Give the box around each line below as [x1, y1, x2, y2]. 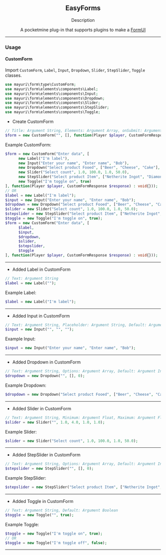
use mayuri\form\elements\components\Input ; [5, 91, 98, 96]
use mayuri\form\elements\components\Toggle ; [5, 110, 100, 115]
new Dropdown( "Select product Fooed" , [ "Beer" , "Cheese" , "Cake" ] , [18, 165, 161, 170]
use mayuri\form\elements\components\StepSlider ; [5, 105, 110, 110]
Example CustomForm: [5, 141, 52, 148]
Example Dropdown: [5, 382, 46, 388]
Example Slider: [5, 429, 37, 434]
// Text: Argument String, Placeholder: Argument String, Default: [5, 322, 147, 327]
